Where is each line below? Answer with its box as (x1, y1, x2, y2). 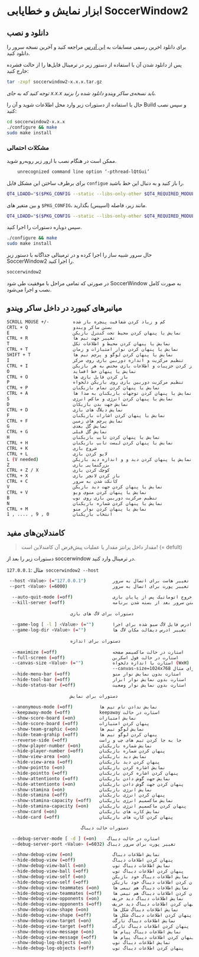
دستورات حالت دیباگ (80, 824, 129, 831)
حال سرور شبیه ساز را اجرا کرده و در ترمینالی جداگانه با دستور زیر (6, 252, 152, 259)
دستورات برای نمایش (70, 693, 118, 699)
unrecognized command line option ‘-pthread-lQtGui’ (17, 169, 150, 175)
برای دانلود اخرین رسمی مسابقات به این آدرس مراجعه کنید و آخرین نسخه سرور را (6, 43, 187, 50)
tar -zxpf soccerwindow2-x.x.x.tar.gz (6, 79, 102, 85)
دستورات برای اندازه (70, 638, 120, 644)
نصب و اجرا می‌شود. (6, 286, 52, 294)
